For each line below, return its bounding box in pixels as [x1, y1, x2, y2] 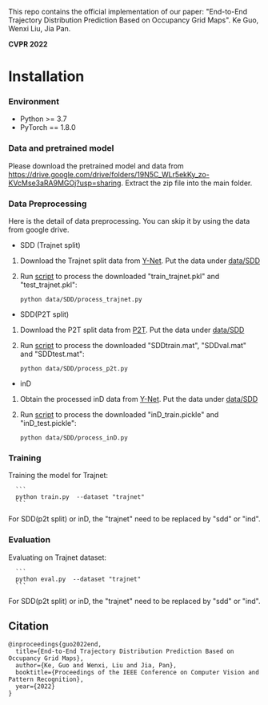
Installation [8, 67, 85, 86]
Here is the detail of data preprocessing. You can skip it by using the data [8, 217, 250, 226]
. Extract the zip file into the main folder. [121, 178, 253, 188]
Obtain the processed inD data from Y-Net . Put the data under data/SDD [19, 395, 258, 404]
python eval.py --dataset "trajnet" [15, 575, 142, 583]
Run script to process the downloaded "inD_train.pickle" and [19, 410, 219, 419]
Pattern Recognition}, [8, 675, 84, 684]
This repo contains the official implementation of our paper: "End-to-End [8, 7, 248, 16]
